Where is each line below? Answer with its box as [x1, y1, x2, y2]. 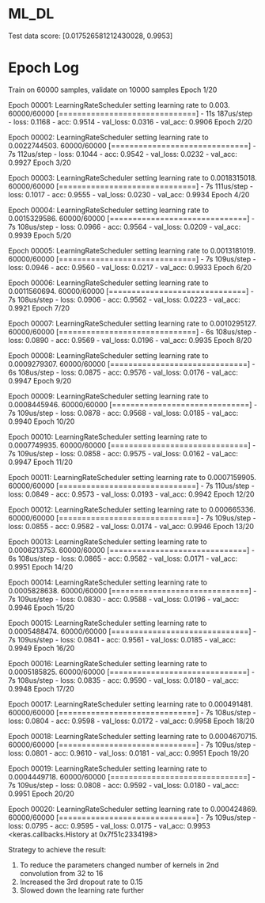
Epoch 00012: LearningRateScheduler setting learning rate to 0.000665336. [8, 505, 256, 514]
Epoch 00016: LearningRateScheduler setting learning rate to [8, 658, 207, 668]
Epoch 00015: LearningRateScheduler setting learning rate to [8, 618, 207, 627]
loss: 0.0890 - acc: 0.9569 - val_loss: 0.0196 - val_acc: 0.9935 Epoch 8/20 [8, 335, 252, 345]
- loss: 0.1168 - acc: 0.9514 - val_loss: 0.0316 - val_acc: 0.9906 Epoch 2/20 [8, 116, 253, 127]
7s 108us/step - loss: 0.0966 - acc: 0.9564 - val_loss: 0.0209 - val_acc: [8, 222, 241, 231]
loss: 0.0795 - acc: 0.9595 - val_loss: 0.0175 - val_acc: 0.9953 [8, 821, 211, 830]
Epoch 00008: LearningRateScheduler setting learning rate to [8, 350, 209, 360]
